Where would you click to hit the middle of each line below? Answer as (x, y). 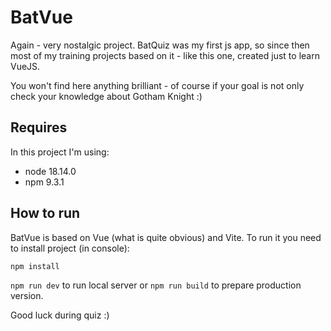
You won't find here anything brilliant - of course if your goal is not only (157, 85)
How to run (45, 213)
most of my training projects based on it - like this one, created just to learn (165, 55)
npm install (35, 266)
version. (27, 295)
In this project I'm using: (60, 152)
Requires (39, 127)
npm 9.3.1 (44, 182)
